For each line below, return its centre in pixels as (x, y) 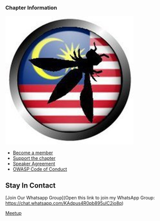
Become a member (33, 153)
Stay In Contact (31, 185)
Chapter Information (31, 8)
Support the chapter (34, 158)
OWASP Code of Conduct (40, 169)
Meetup (14, 213)
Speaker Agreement (34, 164)
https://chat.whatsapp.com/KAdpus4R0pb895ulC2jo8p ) (65, 203)
